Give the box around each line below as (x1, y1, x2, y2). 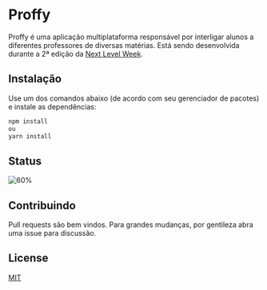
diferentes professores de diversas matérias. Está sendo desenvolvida (8, 40, 240, 50)
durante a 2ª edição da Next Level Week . (8, 49, 144, 58)
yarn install (8, 132, 52, 141)
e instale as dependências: (8, 101, 97, 111)
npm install (8, 117, 48, 125)
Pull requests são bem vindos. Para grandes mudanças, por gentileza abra (8, 220, 253, 229)
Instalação (8, 72, 62, 85)
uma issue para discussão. (8, 228, 97, 237)
